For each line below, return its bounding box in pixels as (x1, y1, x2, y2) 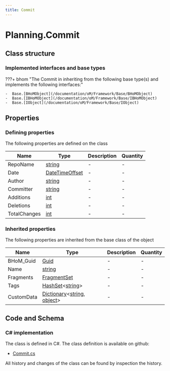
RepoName (8, 161, 34, 168)
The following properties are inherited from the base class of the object (5, 237, 154, 243)
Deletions (8, 202, 30, 209)
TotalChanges (8, 211, 41, 218)
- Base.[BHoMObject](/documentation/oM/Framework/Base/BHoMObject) (5, 91, 153, 96)
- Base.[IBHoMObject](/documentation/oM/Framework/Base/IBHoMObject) (5, 96, 157, 101)
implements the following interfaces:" (5, 81, 83, 88)
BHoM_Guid (8, 258, 36, 265)
